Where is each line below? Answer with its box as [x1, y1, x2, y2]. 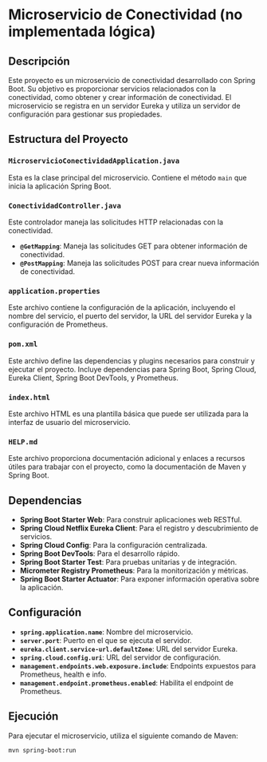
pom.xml [8, 339, 38, 349]
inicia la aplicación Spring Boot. [8, 181, 112, 191]
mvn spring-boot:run [8, 746, 77, 754]
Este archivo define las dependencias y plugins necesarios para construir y [8, 355, 255, 365]
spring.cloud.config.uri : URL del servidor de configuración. [19, 653, 222, 662]
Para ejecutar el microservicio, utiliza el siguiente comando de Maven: [8, 731, 239, 740]
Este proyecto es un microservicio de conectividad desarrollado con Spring [8, 76, 256, 85]
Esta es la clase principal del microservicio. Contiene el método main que [8, 173, 247, 182]
